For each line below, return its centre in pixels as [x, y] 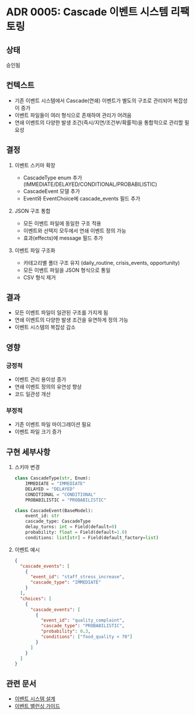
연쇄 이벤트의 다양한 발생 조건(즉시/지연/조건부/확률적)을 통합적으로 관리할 [99, 122]
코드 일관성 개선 [32, 394]
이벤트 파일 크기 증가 [38, 432]
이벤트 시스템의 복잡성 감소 [45, 327]
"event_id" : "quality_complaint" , [83, 620]
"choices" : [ [36, 599]
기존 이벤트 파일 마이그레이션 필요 [53, 424]
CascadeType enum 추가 [53, 177]
